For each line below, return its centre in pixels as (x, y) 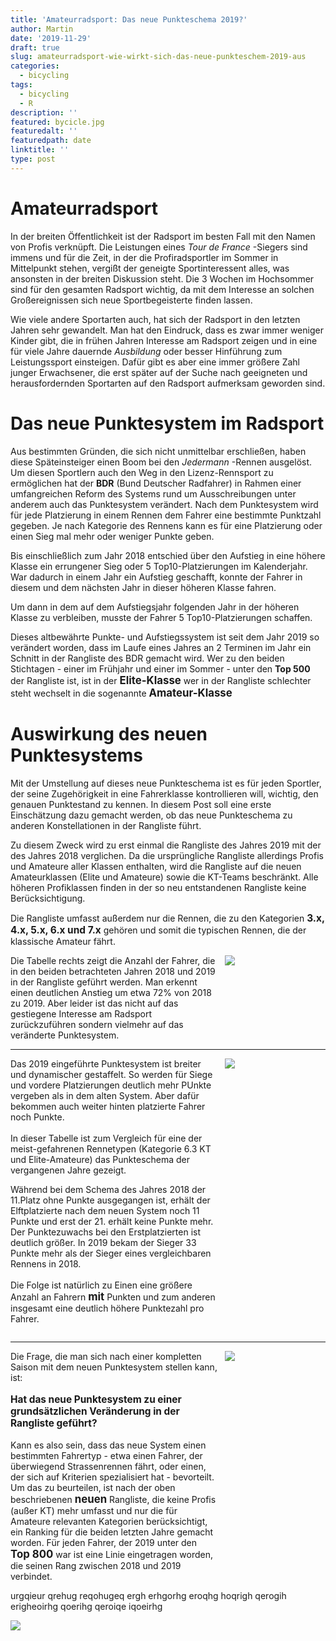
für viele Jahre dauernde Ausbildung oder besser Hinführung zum (146, 351)
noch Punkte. (37, 1117)
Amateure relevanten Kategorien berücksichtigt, (109, 1521)
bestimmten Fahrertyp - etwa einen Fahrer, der (106, 1455)
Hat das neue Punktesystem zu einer (96, 1399)
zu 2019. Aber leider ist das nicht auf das (94, 1003)
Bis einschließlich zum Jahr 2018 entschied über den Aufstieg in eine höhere (168, 555)
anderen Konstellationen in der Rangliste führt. (106, 825)
